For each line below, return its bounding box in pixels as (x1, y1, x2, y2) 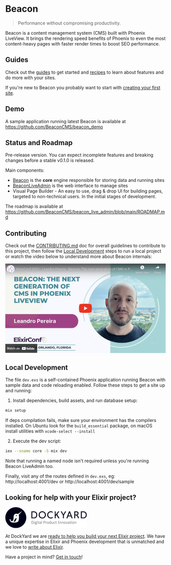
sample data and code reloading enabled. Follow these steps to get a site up (5, 382, 165, 388)
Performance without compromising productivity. (17, 20, 121, 26)
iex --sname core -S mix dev (5, 448, 67, 454)
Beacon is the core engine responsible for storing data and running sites (12, 177, 165, 183)
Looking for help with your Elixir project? (5, 493, 136, 502)
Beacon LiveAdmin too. (5, 463, 54, 469)
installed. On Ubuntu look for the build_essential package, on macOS (5, 422, 153, 429)
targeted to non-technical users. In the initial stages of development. (12, 194, 157, 200)
